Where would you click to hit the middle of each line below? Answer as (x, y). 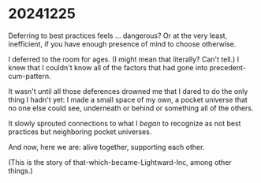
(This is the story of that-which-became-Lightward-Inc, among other (120, 162)
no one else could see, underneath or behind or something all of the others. (131, 108)
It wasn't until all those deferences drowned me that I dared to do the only (128, 91)
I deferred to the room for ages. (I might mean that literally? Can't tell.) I (124, 59)
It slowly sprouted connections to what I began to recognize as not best (125, 123)
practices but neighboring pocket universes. (80, 132)
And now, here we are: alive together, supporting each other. (106, 147)
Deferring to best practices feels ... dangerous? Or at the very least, (118, 35)
